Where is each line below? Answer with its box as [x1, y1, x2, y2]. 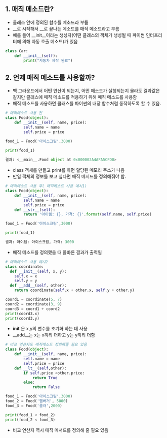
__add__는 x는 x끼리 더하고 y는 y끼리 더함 [12, 332, 95, 338]
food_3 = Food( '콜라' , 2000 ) [5, 403, 62, 408]
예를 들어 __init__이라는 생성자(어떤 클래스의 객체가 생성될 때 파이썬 [12, 32, 145, 38]
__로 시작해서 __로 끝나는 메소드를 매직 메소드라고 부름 [12, 25, 120, 32]
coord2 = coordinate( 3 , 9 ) [5, 301, 62, 306]
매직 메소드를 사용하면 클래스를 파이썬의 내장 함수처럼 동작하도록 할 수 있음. [12, 101, 161, 107]
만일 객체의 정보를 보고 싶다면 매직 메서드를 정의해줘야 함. [12, 173, 127, 179]
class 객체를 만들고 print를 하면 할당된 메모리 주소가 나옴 [12, 167, 125, 173]
